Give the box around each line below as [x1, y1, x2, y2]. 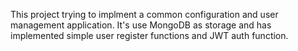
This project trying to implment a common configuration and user [10, 9, 279, 20]
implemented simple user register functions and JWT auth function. [10, 30, 289, 41]
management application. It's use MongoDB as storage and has [10, 19, 272, 31]
